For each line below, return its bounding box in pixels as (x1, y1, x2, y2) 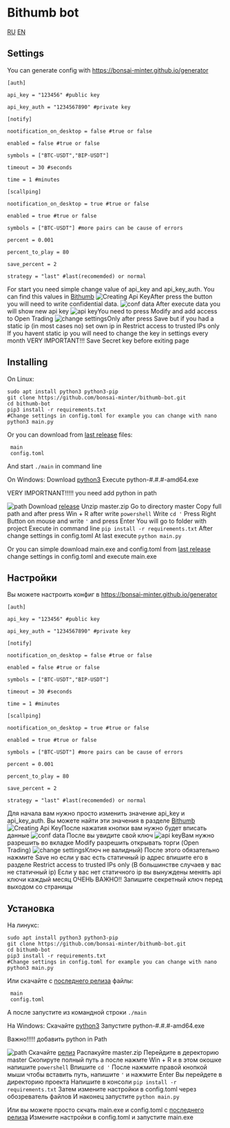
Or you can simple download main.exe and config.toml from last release (7, 544, 211, 553)
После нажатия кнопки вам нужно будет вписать (61, 824, 207, 832)
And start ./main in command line (7, 461, 102, 470)
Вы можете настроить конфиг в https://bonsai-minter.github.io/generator (7, 591, 218, 599)
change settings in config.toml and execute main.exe (7, 552, 157, 560)
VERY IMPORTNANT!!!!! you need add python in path (7, 488, 157, 497)
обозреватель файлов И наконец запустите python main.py (7, 1093, 180, 1101)
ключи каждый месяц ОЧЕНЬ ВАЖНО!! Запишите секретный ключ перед (7, 875, 223, 883)
